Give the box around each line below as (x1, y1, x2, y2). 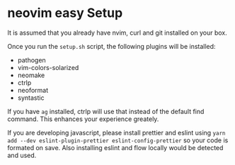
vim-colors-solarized (17, 63, 79, 72)
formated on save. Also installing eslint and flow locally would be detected (7, 143, 224, 152)
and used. (7, 151, 37, 159)
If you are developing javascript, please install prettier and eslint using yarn (7, 128, 226, 137)
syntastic (17, 93, 45, 102)
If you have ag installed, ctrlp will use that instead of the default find (7, 107, 205, 115)
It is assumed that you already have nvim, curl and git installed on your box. (7, 28, 228, 37)
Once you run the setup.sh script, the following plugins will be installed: (7, 42, 216, 50)
